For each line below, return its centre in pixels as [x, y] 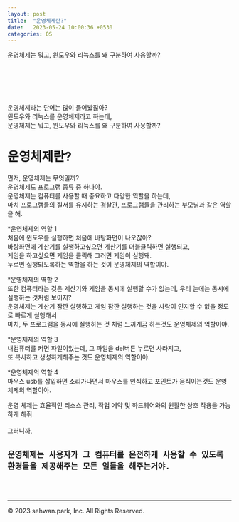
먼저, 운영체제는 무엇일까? [43, 178]
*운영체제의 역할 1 [32, 229]
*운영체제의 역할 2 [33, 280]
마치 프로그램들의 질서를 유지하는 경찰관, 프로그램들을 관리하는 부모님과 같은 [113, 205]
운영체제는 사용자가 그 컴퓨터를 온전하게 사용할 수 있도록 [116, 455]
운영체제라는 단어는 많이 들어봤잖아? [58, 108]
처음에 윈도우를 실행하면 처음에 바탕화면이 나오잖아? [79, 238]
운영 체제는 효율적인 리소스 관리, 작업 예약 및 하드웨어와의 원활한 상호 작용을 [113, 405]
